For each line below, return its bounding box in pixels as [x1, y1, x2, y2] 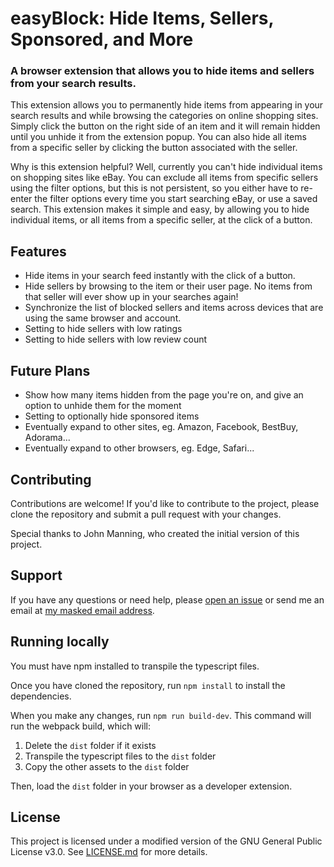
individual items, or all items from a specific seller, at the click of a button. [10, 214, 313, 226]
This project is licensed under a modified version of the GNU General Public [10, 835, 323, 847]
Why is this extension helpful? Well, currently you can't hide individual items [10, 161, 323, 173]
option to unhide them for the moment [24, 400, 182, 412]
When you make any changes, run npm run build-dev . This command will [10, 709, 312, 721]
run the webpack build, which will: [10, 720, 152, 732]
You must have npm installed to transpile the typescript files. [10, 660, 260, 672]
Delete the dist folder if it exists [24, 739, 157, 751]
